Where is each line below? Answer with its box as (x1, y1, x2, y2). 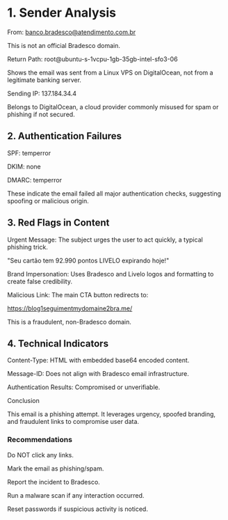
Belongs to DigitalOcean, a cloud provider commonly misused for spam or (7, 102, 219, 111)
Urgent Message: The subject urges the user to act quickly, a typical (7, 235, 203, 244)
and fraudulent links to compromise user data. (7, 418, 140, 426)
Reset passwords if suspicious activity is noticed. (7, 505, 148, 513)
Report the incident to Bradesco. (7, 478, 101, 486)
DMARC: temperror (7, 175, 63, 184)
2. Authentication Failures (7, 130, 122, 142)
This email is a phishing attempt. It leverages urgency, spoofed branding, (7, 410, 216, 418)
